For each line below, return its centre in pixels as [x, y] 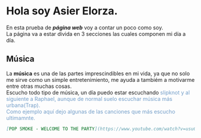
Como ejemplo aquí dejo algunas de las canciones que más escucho [91, 111]
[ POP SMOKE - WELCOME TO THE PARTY [51, 129]
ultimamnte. [21, 118]
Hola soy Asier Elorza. [62, 11]
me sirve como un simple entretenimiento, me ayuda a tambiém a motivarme [100, 79]
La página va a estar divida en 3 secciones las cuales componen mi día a [96, 33]
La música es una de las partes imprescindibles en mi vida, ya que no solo [98, 73]
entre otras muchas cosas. [39, 86]
